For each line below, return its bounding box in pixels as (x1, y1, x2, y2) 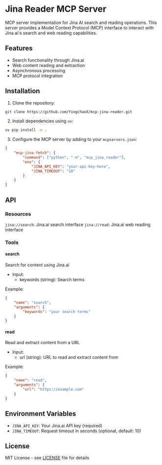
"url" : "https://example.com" (23, 387, 84, 392)
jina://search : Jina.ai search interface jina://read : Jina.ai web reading (5, 221, 151, 227)
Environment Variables (5, 410, 76, 418)
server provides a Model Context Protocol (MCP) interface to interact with (5, 24, 154, 30)
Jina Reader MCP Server (5, 3, 107, 15)
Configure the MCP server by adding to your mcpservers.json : (12, 136, 137, 142)
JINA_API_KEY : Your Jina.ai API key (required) (12, 422, 103, 428)
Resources (5, 210, 31, 217)
